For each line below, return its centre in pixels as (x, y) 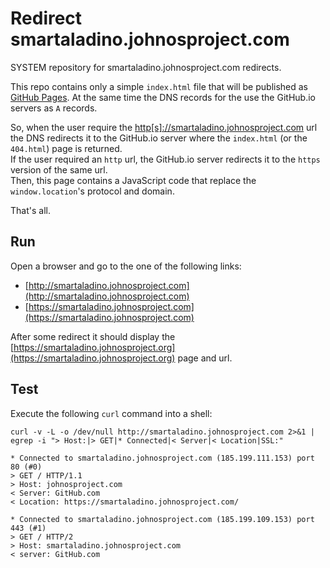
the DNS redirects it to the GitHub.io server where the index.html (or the (159, 138)
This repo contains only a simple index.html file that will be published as (159, 86)
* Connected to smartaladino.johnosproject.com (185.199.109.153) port (162, 519)
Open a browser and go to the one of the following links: (126, 266)
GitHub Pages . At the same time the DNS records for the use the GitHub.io (163, 97)
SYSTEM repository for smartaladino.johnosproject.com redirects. (146, 67)
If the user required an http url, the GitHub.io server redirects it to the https (165, 159)
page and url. (205, 358)
